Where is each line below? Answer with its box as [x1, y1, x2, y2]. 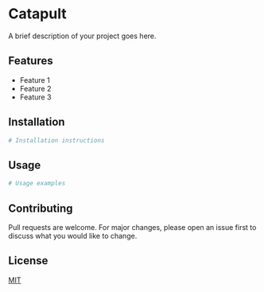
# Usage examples [8, 180, 66, 188]
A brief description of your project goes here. [8, 31, 157, 41]
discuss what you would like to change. [8, 231, 138, 240]
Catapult [8, 5, 67, 23]
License [8, 254, 49, 267]
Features [8, 54, 53, 68]
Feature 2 [19, 84, 52, 93]
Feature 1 [19, 75, 50, 84]
